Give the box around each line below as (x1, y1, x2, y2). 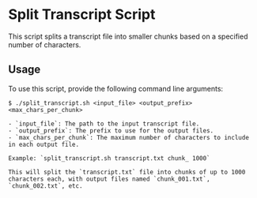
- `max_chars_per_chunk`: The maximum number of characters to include (8, 133, 249, 141)
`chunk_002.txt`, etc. (8, 181, 83, 190)
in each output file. (8, 140, 80, 148)
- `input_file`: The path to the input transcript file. (8, 120, 200, 128)
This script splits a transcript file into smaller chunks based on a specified (8, 32, 248, 41)
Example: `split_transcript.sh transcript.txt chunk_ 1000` (8, 154, 211, 163)
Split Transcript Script (8, 6, 156, 24)
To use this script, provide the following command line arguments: (8, 84, 224, 93)
